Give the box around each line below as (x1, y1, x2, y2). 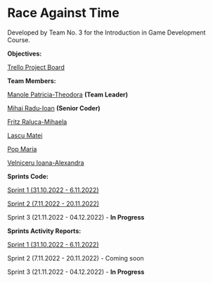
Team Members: (7, 76, 56, 85)
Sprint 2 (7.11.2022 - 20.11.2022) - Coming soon (7, 253, 144, 262)
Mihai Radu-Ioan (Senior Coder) (7, 103, 101, 112)
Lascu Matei (7, 131, 43, 139)
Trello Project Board (7, 63, 65, 71)
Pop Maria (7, 144, 37, 153)
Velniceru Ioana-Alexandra (7, 158, 84, 167)
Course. (7, 35, 30, 44)
